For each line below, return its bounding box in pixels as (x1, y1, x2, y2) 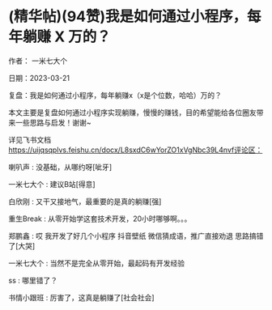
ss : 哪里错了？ (8, 275, 58, 285)
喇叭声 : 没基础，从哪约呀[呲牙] (8, 162, 113, 172)
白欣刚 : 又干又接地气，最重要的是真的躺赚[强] (8, 196, 162, 206)
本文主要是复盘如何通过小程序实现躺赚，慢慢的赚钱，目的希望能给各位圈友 (8, 107, 257, 117)
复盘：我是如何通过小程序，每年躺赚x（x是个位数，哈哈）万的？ (8, 90, 223, 100)
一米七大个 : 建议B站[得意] (8, 179, 96, 189)
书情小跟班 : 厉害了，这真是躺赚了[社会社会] (8, 292, 155, 302)
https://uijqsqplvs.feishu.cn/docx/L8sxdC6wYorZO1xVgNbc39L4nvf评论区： (8, 145, 263, 155)
